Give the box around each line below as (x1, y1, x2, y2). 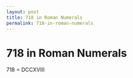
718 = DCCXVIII (6, 66, 45, 73)
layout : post (6, 8, 39, 15)
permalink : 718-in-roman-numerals (6, 20, 94, 26)
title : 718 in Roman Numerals (6, 15, 83, 21)
